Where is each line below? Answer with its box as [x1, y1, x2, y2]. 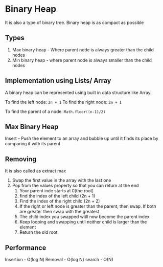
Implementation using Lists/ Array [5, 77, 112, 85]
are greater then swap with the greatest [19, 209, 99, 215]
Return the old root [19, 229, 58, 235]
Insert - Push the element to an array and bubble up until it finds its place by [5, 135, 159, 141]
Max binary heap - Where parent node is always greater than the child [12, 46, 154, 52]
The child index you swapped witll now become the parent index [19, 214, 150, 220]
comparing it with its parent [5, 141, 61, 147]
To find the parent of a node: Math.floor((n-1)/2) [5, 109, 106, 114]
